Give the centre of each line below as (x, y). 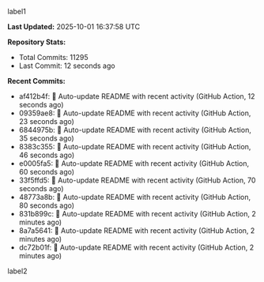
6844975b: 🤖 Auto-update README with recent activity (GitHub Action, (135, 130)
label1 (17, 11)
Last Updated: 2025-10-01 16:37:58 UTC (74, 26)
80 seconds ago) (47, 205)
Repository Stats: (37, 42)
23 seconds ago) (46, 121)
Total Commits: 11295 (53, 57)
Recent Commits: (36, 81)
